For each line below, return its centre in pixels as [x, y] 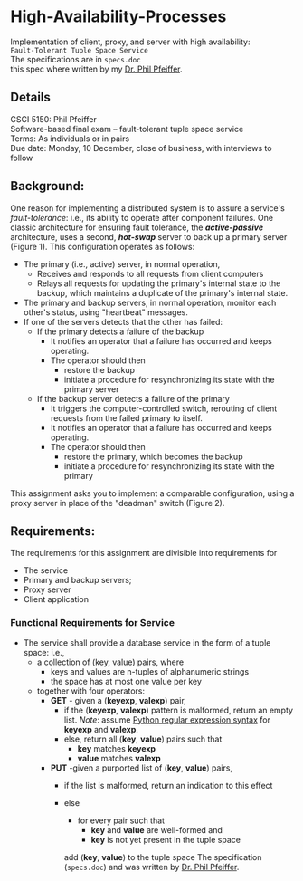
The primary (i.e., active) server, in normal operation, [122, 263]
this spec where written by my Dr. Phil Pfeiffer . [96, 69]
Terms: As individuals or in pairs [70, 139]
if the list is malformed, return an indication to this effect [168, 785]
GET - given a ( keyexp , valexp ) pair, [118, 700]
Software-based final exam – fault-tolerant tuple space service [127, 129]
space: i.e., [44, 652]
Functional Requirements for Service [93, 623]
